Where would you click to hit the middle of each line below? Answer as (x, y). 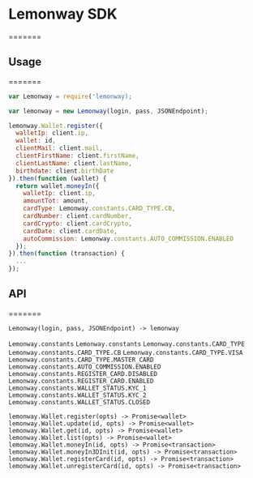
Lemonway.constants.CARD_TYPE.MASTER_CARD (81, 360)
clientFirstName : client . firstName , (77, 156)
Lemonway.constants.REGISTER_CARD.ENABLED (81, 381)
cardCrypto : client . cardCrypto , (77, 224)
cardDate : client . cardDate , (70, 231)
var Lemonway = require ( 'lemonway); (70, 96)
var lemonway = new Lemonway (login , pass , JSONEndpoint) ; (108, 111)
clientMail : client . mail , (60, 148)
